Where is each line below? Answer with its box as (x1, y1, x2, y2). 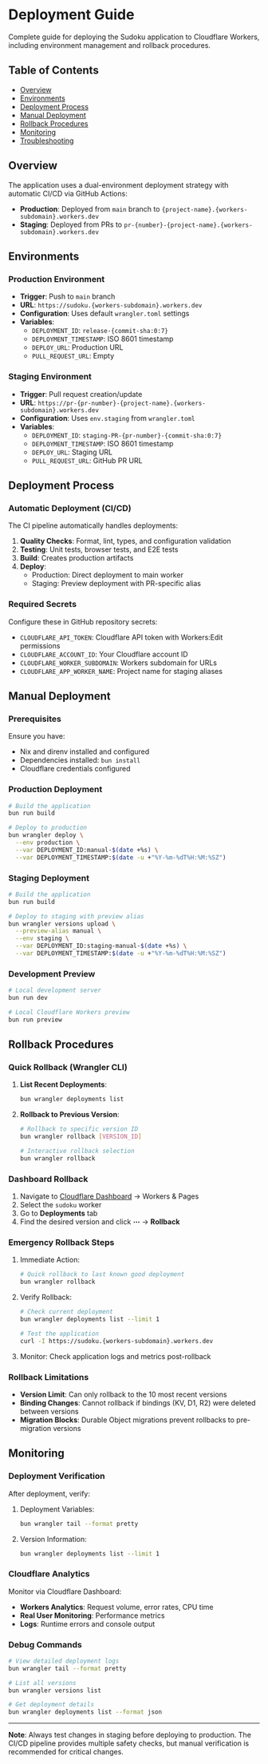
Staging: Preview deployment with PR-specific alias (31, 579, 202, 589)
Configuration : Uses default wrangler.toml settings (19, 309, 190, 319)
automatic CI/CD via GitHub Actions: (8, 188, 128, 198)
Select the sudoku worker (19, 1200, 102, 1210)
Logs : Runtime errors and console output (19, 1619, 156, 1628)
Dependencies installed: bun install (19, 755, 141, 765)
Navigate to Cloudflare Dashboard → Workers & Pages (19, 1191, 199, 1201)
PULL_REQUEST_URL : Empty (31, 351, 115, 361)
